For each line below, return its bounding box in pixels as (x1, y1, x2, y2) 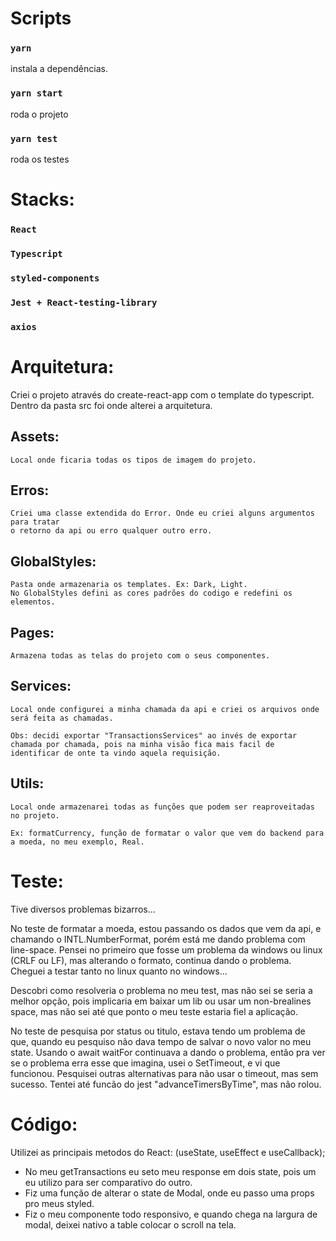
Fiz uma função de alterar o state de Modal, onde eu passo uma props (24, 1187, 315, 1199)
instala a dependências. (10, 63, 108, 75)
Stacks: (10, 188, 75, 211)
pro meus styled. (24, 1197, 95, 1209)
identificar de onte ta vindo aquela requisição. (10, 748, 222, 758)
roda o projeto (10, 108, 69, 120)
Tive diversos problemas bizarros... (10, 903, 156, 915)
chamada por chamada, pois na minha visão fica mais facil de (10, 739, 275, 749)
